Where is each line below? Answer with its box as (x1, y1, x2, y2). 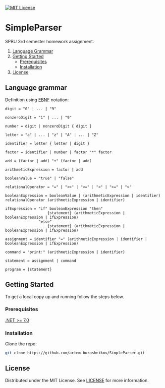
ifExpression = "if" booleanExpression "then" (5, 206, 103, 211)
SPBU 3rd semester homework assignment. (5, 38, 94, 44)
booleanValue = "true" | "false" (5, 176, 74, 181)
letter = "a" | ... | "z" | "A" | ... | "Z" (5, 132, 99, 137)
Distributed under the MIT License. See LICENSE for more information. (5, 377, 149, 383)
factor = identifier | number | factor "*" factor (5, 149, 112, 155)
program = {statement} (5, 267, 52, 272)
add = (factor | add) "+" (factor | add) (5, 158, 92, 163)
